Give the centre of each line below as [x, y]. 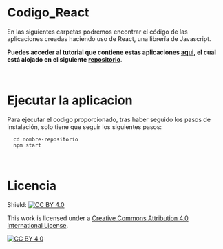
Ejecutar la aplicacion [70, 100]
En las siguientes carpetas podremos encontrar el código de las [97, 32]
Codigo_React [48, 13]
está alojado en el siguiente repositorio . [65, 59]
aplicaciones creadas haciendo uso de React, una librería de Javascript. [109, 38]
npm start [27, 145]
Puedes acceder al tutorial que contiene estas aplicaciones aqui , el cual [112, 52]
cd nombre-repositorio [46, 139]
